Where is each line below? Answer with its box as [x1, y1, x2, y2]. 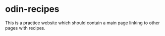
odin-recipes [5, 3, 59, 15]
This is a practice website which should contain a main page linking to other [5, 20, 160, 26]
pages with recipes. [5, 25, 46, 31]
